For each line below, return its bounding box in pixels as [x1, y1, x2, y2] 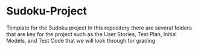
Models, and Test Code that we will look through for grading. [6, 37, 157, 44]
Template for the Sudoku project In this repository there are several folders [6, 24, 192, 31]
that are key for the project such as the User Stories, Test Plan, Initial [6, 30, 177, 37]
